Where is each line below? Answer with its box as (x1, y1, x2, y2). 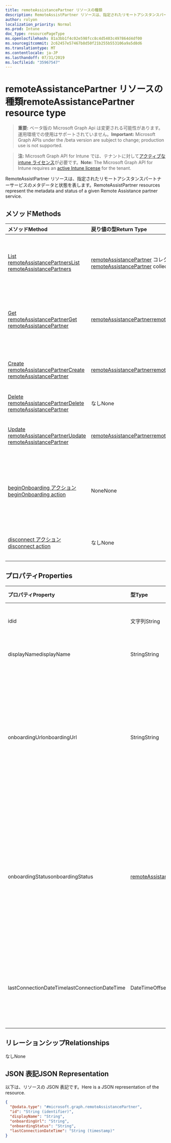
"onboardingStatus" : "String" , (10, 1123, 76, 1129)
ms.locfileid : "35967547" (5, 60, 60, 65)
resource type (5, 107, 66, 119)
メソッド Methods (5, 209, 61, 218)
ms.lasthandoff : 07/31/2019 (5, 55, 65, 60)
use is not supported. (17, 143, 63, 149)
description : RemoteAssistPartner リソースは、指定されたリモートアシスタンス (5, 12, 160, 17)
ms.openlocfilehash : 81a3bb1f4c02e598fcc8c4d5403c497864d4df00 (5, 36, 142, 41)
